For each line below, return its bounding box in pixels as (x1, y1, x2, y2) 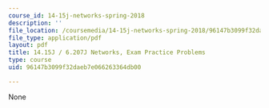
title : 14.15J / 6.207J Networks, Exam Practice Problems (8, 48, 206, 56)
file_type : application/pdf (8, 33, 102, 42)
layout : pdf (8, 41, 48, 49)
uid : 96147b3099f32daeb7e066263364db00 (8, 64, 142, 71)
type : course (8, 56, 52, 64)
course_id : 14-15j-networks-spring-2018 (8, 11, 146, 20)
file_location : (8, 26, 59, 34)
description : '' (8, 19, 62, 27)
